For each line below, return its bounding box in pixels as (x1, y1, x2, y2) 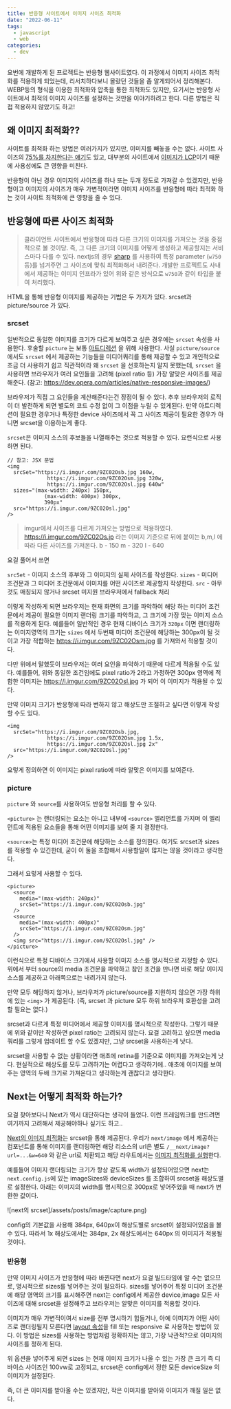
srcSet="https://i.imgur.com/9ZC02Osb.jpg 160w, (13, 469, 155, 475)
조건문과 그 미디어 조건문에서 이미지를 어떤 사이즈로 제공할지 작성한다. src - (7, 579, 210, 587)
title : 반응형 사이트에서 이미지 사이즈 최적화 (7, 10, 122, 17)
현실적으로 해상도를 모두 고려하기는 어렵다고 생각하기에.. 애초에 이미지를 (16, 1060, 209, 1068)
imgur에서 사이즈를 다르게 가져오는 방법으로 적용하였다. (23, 524, 173, 532)
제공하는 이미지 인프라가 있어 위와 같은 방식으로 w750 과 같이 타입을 (36, 269, 214, 277)
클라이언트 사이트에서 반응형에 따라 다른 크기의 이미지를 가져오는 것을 (23, 235, 210, 243)
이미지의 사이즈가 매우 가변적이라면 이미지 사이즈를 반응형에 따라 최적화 (25, 184, 217, 193)
